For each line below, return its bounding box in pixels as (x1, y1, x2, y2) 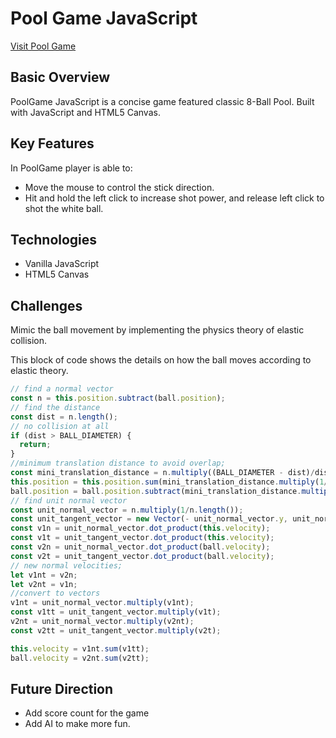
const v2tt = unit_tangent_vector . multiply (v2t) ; (10, 625, 222, 636)
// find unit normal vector (10, 495, 128, 506)
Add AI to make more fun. (24, 718, 131, 730)
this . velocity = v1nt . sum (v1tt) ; (10, 643, 150, 654)
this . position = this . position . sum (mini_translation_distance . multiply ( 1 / (10, 477, 329, 487)
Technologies (10, 231, 98, 248)
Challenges (10, 297, 83, 314)
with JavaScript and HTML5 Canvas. (10, 106, 161, 118)
